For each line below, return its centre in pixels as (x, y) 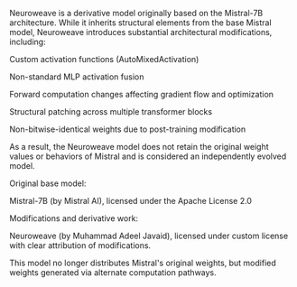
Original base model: (48, 183)
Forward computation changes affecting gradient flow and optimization (141, 94)
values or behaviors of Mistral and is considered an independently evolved (148, 156)
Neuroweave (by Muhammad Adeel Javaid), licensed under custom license (149, 236)
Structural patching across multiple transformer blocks (111, 111)
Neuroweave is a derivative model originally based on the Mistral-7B (136, 13)
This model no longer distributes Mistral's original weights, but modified (143, 263)
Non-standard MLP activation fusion (77, 77)
